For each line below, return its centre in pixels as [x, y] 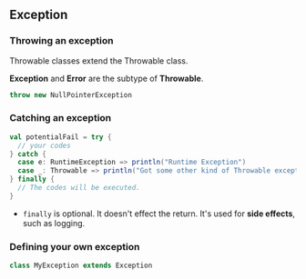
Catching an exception [61, 118]
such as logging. [54, 223]
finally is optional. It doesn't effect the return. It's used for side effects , [159, 214]
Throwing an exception [61, 41]
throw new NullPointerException [71, 95]
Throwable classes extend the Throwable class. [99, 60]
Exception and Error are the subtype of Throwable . [107, 78]
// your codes [44, 145]
